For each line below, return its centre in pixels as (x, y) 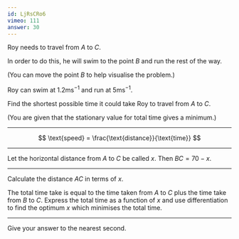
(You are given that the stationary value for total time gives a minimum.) (112, 117)
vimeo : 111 (23, 21)
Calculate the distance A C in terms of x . (65, 179)
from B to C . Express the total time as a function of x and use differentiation (118, 201)
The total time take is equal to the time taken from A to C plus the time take (117, 193)
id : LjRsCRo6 (27, 14)
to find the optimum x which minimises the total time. (85, 208)
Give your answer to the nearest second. (67, 228)
